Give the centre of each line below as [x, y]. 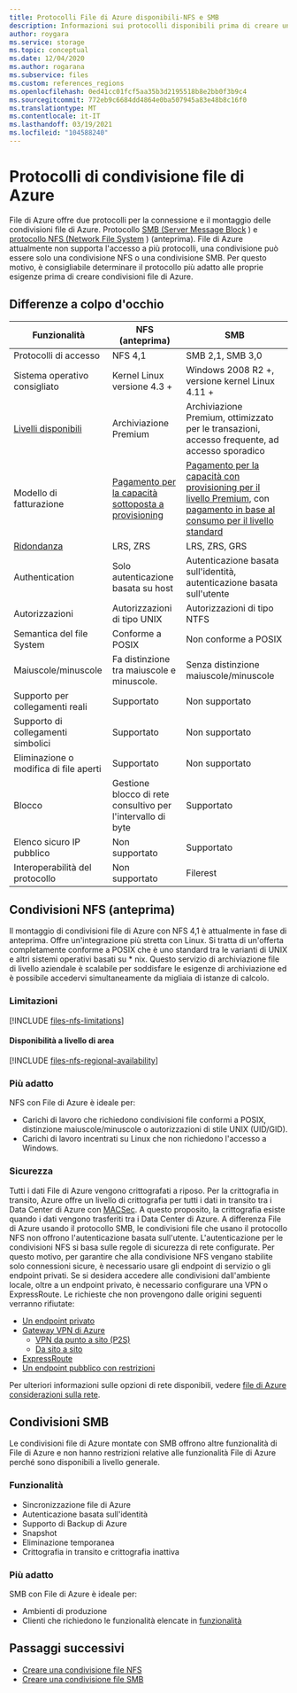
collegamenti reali [50, 706]
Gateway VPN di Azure [64, 1330]
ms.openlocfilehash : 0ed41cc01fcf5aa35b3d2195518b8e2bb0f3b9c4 [128, 91]
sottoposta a [138, 503]
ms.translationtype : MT [53, 108]
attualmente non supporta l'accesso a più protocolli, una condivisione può [144, 248]
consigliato [36, 386]
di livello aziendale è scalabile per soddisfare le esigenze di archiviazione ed [148, 969]
